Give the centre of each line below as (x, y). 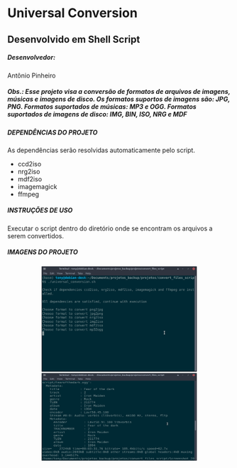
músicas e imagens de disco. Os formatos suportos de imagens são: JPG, (119, 99)
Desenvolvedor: (31, 58)
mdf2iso (30, 179)
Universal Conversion (73, 13)
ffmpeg (28, 194)
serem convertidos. (36, 235)
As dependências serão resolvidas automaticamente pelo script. (101, 150)
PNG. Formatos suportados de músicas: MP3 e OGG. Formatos (102, 107)
